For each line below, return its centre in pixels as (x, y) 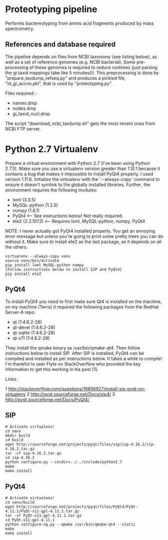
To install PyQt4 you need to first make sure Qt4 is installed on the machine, (83, 302)
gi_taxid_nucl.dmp (31, 113)
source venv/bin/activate (32, 261)
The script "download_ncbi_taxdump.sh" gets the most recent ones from (80, 123)
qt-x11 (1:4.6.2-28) (31, 338)
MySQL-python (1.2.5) (35, 205)
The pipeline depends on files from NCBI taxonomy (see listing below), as (81, 56)
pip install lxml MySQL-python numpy (45, 265)
